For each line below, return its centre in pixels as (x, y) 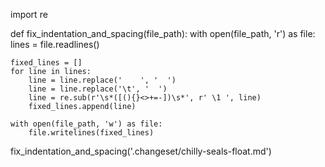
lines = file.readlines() (55, 44)
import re (29, 14)
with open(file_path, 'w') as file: (86, 124)
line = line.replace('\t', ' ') (98, 89)
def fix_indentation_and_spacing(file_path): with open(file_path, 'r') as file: (163, 33)
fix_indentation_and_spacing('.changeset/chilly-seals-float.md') (141, 151)
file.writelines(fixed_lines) (91, 133)
